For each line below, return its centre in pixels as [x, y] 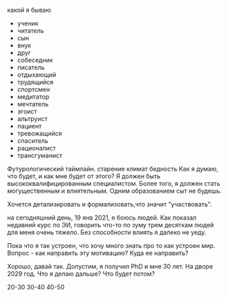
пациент [29, 126]
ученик [28, 23]
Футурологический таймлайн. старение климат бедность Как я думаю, [113, 169]
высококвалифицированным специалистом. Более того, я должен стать [114, 183]
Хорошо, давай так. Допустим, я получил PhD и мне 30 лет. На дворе [110, 266]
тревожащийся [39, 133]
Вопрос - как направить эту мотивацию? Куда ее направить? [98, 253]
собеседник [35, 60]
